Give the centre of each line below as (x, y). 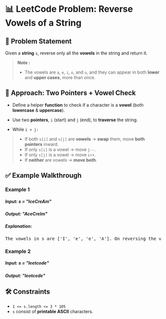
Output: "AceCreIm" (26, 214)
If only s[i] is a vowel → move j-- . (60, 149)
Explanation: (19, 226)
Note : (24, 63)
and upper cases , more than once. (60, 77)
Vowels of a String (43, 23)
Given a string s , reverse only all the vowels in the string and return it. (76, 53)
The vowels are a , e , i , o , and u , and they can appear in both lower (92, 72)
